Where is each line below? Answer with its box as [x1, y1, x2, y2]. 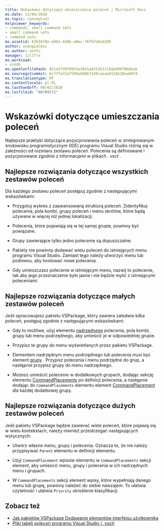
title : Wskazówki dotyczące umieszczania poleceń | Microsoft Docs [5, 7, 147, 12]
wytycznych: [5, 433, 31, 438]
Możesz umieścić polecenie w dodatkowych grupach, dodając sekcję [12, 372, 154, 377]
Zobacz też [5, 502, 40, 510]
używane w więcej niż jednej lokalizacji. [12, 214, 93, 219]
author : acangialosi [5, 44, 48, 49]
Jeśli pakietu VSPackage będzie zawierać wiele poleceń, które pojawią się [5, 422, 156, 428]
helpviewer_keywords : [5, 21, 50, 26]
